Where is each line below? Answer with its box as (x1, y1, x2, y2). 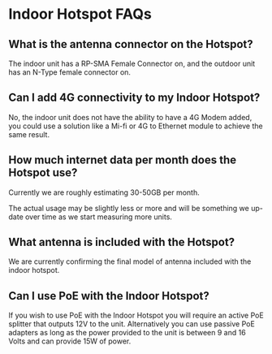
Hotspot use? (8, 166, 78, 179)
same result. (8, 129, 50, 139)
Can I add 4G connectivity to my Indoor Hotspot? (8, 91, 261, 105)
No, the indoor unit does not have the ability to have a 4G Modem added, (8, 112, 253, 122)
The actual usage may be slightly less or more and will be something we (8, 203, 249, 213)
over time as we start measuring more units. (24, 212, 173, 222)
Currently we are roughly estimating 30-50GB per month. (8, 188, 201, 197)
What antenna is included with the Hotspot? (8, 235, 235, 249)
